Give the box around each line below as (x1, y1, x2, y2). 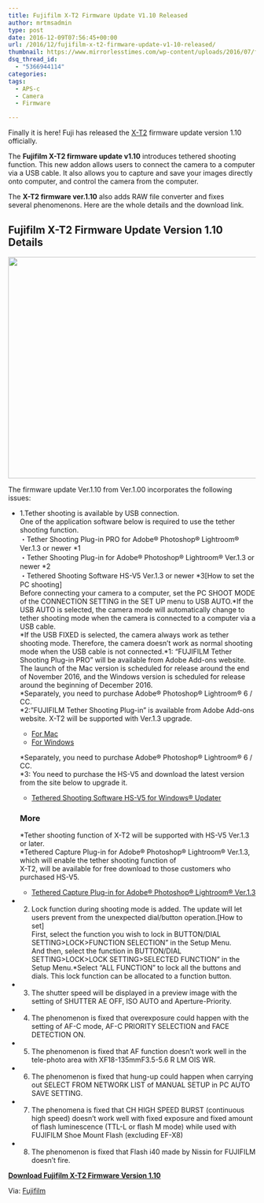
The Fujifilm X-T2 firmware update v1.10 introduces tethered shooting (8, 151, 236, 162)
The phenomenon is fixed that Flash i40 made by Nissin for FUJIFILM (31, 1147, 256, 1157)
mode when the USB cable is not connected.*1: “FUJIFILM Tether (19, 647, 233, 656)
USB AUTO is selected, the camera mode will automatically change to (19, 604, 245, 614)
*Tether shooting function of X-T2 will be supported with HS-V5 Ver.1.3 (19, 830, 250, 840)
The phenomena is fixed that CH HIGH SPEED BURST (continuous (31, 1105, 245, 1115)
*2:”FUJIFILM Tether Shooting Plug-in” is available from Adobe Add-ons (19, 705, 255, 715)
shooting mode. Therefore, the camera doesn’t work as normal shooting (19, 638, 253, 648)
